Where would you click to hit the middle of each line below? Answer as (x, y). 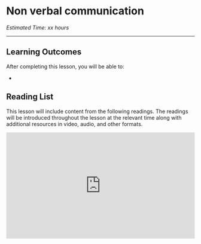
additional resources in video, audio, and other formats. (74, 124)
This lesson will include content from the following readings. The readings (97, 111)
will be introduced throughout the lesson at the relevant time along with (94, 117)
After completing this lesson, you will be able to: (65, 66)
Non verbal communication (75, 11)
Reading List (30, 97)
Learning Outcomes (44, 52)
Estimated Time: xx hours (38, 28)
